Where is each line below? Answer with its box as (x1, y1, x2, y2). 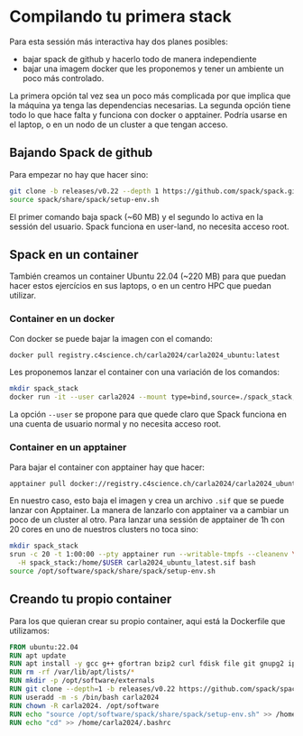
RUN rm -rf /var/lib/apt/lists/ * (9, 667, 135, 677)
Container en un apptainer (9, 441, 127, 454)
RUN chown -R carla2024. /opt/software (9, 701, 160, 710)
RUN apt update (9, 651, 67, 660)
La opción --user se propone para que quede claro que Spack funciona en (9, 409, 287, 420)
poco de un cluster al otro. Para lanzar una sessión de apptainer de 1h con (9, 514, 286, 525)
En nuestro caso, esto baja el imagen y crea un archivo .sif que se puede (9, 495, 285, 506)
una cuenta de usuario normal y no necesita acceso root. (9, 419, 222, 429)
